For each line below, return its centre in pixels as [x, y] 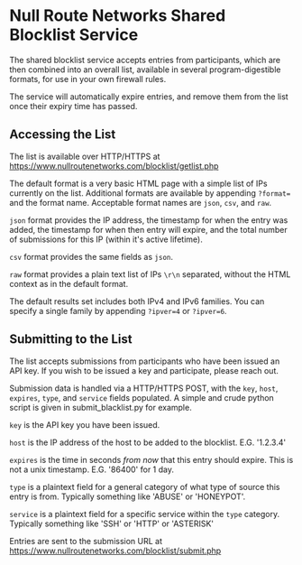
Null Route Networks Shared [118, 16]
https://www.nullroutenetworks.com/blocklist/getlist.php [114, 166]
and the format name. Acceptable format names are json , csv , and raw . [141, 202]
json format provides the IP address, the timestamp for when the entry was [149, 220]
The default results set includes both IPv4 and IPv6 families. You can [137, 301]
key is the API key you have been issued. [85, 424]
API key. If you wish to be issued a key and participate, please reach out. [144, 370]
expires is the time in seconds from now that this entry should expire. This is [151, 459]
